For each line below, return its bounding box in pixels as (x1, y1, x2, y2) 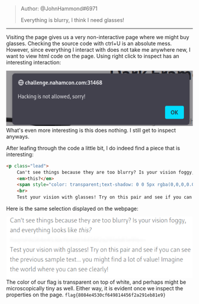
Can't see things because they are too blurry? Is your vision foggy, (17, 169, 195, 175)
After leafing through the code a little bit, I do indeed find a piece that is (6, 144, 181, 151)
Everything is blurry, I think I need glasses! (20, 17, 124, 23)
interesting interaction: (6, 59, 61, 66)
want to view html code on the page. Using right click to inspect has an (6, 53, 179, 59)
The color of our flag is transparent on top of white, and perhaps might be (6, 278, 187, 286)
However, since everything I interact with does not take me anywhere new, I (6, 46, 191, 53)
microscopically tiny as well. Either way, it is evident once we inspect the (6, 284, 184, 292)
